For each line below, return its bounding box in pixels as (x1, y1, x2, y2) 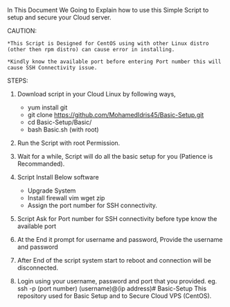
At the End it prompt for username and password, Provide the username (17, 236, 223, 243)
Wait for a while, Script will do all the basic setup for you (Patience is (17, 152, 213, 160)
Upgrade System (27, 186, 76, 195)
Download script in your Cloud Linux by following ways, (17, 90, 176, 98)
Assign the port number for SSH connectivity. (27, 201, 158, 209)
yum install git (27, 103, 68, 112)
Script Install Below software (17, 173, 99, 181)
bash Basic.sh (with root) (27, 125, 99, 134)
